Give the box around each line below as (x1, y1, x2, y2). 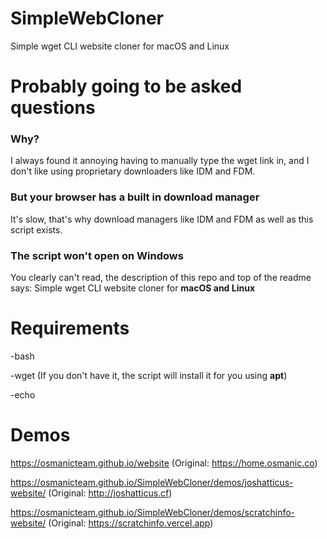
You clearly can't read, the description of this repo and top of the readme (10, 272, 312, 284)
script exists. (10, 223, 63, 236)
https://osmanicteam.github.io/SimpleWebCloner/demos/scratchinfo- (10, 506, 296, 518)
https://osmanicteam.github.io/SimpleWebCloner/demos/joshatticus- (10, 476, 294, 488)
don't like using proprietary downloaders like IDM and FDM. (10, 165, 256, 177)
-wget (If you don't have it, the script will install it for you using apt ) (10, 369, 288, 381)
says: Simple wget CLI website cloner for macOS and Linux (10, 282, 256, 294)
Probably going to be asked (10, 75, 243, 98)
